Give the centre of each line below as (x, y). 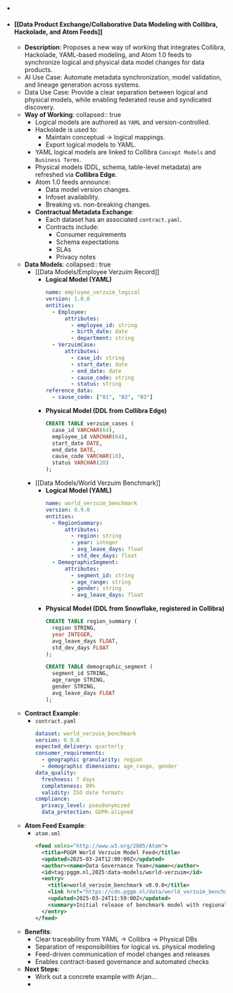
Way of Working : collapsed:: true (73, 115)
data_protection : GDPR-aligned (87, 812)
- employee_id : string (104, 325)
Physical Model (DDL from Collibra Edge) (106, 411)
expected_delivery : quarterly (79, 747)
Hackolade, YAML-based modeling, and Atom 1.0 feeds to (108, 55)
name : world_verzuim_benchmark (91, 504)
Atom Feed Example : (55, 826)
